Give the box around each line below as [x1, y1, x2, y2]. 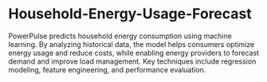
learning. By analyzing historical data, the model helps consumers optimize [8, 39, 255, 49]
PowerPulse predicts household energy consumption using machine [8, 31, 233, 41]
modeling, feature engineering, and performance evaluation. [8, 64, 206, 74]
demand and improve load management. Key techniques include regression [8, 57, 257, 66]
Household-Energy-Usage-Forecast [8, 5, 253, 23]
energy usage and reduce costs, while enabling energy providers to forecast [8, 48, 260, 57]
